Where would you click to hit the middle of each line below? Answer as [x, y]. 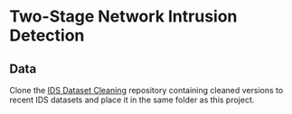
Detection [47, 35]
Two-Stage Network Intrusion [123, 17]
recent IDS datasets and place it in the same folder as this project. [132, 100]
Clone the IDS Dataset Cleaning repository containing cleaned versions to [146, 90]
